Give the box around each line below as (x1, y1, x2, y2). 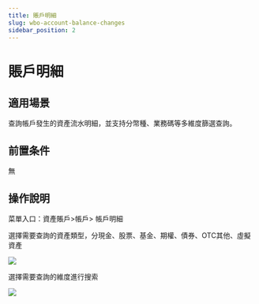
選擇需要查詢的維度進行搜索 (8, 272, 99, 281)
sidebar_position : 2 (8, 26, 77, 34)
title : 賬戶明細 (8, 11, 57, 20)
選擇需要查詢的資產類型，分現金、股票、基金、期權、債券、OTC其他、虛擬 (8, 231, 251, 240)
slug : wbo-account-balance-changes (8, 19, 126, 27)
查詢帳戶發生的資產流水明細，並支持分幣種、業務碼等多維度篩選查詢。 (8, 119, 237, 128)
